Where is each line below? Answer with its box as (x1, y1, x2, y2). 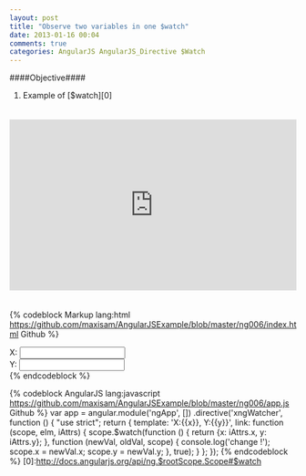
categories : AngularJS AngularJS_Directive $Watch (9, 47, 206, 57)
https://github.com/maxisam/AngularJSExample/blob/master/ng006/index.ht (9, 319, 297, 330)
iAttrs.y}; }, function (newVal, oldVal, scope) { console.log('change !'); (9, 437, 270, 448)
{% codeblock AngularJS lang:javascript (9, 388, 161, 399)
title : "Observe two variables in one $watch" (9, 22, 189, 31)
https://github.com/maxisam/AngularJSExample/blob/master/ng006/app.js (9, 398, 290, 409)
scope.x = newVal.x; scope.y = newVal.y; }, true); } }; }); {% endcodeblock (9, 446, 289, 457)
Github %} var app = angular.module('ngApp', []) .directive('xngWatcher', (9, 408, 283, 419)
